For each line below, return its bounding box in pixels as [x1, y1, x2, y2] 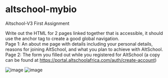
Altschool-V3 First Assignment [5, 20, 70, 26]
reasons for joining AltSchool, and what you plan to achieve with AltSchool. [5, 46, 163, 52]
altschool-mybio [5, 4, 77, 15]
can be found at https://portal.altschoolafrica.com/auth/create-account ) [5, 57, 157, 63]
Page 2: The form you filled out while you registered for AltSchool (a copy [5, 52, 160, 58]
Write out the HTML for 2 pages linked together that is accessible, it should [5, 30, 163, 36]
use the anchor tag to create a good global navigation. [5, 35, 119, 42]
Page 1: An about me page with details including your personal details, [5, 41, 153, 47]
